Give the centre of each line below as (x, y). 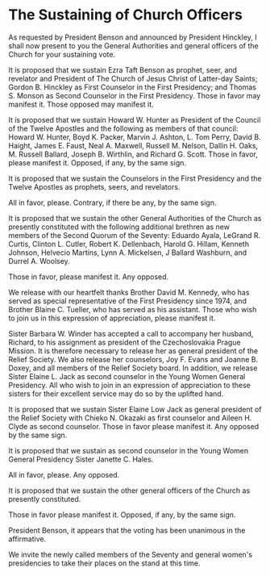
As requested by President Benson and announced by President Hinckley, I (133, 37)
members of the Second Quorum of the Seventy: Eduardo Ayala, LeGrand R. (135, 235)
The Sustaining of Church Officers (126, 15)
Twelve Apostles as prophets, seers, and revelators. (94, 186)
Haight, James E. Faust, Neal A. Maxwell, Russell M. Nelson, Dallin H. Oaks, (133, 145)
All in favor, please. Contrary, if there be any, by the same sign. (112, 202)
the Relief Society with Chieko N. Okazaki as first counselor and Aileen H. (130, 418)
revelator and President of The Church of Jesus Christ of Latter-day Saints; (133, 78)
